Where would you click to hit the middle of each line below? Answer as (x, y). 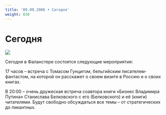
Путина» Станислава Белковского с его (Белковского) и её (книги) (76, 97)
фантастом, (17, 77)
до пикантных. (20, 108)
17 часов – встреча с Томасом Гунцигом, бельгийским (63, 71)
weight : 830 (17, 14)
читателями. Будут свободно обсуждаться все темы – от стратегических (83, 102)
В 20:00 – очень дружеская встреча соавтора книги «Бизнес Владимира (83, 92)
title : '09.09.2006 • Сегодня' (37, 10)
